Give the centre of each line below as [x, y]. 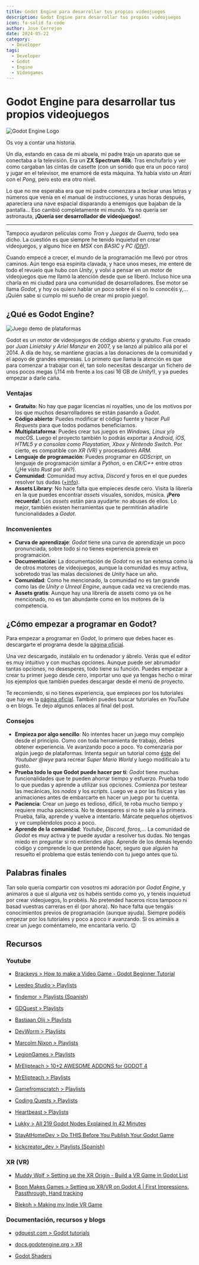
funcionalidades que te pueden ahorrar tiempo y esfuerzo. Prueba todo [102, 778]
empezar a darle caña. [33, 378]
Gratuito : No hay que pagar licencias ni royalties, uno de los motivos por [103, 406]
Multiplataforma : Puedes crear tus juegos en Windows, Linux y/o [94, 431]
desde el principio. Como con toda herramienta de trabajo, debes [94, 740]
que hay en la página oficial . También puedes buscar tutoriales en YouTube [98, 699]
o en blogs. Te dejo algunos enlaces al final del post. [70, 706]
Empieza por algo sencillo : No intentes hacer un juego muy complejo [99, 734]
